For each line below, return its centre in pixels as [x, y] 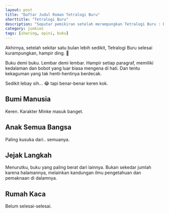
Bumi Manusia [28, 99]
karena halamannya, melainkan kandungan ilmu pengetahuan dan [73, 173]
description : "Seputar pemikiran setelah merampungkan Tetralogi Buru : [83, 24]
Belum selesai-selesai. [28, 206]
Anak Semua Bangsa [38, 127]
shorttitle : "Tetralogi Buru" [37, 19]
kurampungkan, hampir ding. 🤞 [37, 53]
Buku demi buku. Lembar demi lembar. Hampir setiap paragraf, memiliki [79, 63]
